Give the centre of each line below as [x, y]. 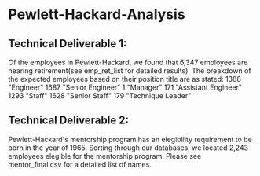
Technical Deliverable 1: [68, 44]
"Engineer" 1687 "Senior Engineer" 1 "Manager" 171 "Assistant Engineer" [125, 87]
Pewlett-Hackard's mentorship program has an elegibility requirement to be [130, 139]
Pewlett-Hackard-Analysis [97, 15]
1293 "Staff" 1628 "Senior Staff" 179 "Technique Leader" [100, 95]
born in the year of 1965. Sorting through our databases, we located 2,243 [128, 148]
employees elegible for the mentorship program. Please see [105, 156]
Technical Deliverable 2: [69, 121]
